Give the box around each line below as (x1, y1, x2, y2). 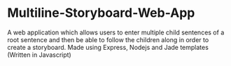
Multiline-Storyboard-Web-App (7, 5, 195, 21)
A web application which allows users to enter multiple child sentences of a (7, 28, 225, 37)
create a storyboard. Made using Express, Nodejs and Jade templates (7, 43, 209, 51)
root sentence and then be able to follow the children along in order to (7, 35, 209, 44)
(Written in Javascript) (7, 51, 71, 59)
